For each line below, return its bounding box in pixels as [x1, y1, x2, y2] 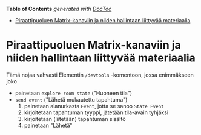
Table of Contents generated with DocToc [6, 5, 112, 12]
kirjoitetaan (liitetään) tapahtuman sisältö [24, 115, 126, 122]
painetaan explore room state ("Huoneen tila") [15, 89, 132, 97]
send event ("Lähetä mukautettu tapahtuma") [15, 95, 128, 103]
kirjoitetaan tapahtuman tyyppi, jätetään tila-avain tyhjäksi [24, 109, 168, 116]
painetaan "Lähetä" [24, 122, 73, 129]
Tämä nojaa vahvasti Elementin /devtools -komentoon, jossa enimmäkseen [6, 71, 194, 78]
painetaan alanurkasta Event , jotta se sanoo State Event [24, 102, 165, 109]
